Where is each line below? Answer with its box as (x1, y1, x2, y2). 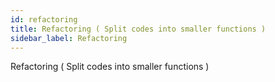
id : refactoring (10, 14, 78, 25)
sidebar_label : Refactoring (10, 33, 128, 43)
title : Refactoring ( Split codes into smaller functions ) (10, 24, 267, 34)
